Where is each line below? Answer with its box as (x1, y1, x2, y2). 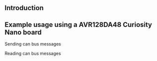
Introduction (4, 4, 44, 12)
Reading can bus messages (4, 51, 61, 57)
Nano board (4, 28, 42, 36)
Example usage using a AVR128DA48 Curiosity (4, 20, 152, 29)
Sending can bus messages (4, 41, 61, 47)
